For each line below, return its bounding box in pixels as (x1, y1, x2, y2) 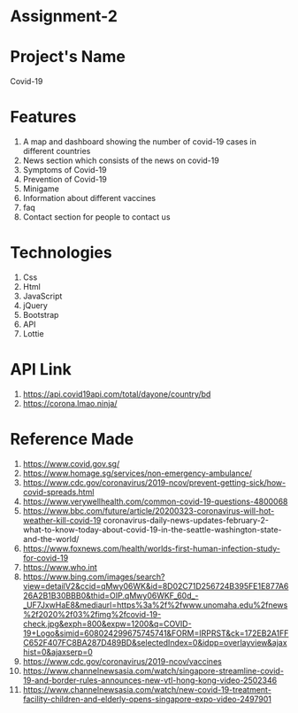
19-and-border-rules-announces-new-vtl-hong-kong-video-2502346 (22, 675, 278, 686)
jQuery (22, 300, 48, 311)
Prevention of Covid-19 (22, 174, 107, 185)
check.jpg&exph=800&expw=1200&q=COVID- (22, 618, 193, 629)
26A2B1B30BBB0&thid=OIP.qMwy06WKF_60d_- (22, 590, 199, 601)
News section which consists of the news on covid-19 (22, 155, 219, 166)
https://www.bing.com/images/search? (22, 571, 165, 582)
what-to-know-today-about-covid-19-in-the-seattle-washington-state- (22, 524, 282, 535)
